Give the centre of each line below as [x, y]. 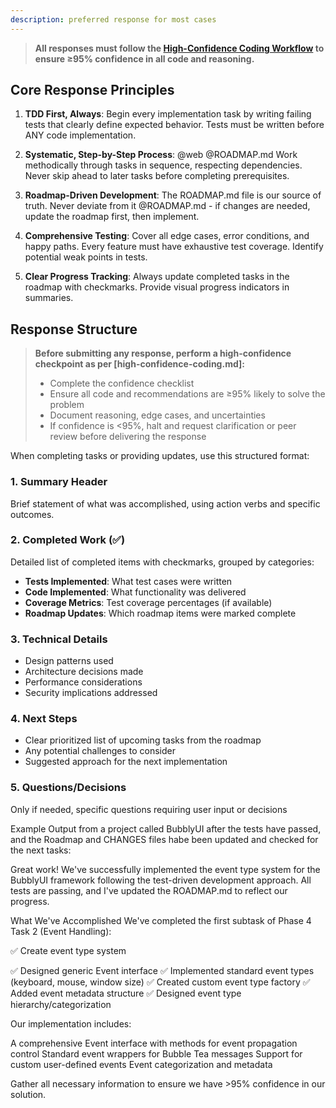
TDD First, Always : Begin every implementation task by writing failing [168, 114]
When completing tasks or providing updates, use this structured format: [160, 456]
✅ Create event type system [68, 950]
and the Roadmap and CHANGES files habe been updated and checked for [164, 839]
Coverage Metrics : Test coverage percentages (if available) [148, 602]
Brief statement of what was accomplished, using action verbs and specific [165, 503]
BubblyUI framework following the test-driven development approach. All [161, 880]
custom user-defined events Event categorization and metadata [141, 1064]
